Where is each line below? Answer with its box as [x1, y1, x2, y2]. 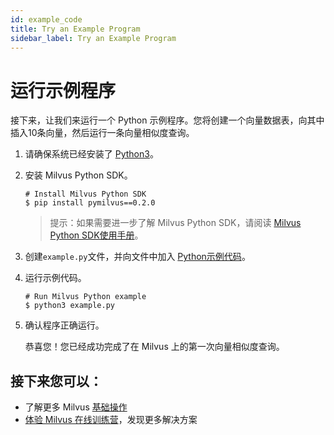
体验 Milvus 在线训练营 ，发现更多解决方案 [24, 414, 198, 426]
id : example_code [10, 14, 83, 25]
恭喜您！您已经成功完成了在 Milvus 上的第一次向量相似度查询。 [24, 341, 285, 353]
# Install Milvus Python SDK [24, 189, 147, 200]
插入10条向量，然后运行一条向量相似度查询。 [10, 127, 195, 139]
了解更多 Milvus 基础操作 [24, 401, 128, 413]
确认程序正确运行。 [24, 319, 105, 331]
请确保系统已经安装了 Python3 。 [24, 148, 159, 160]
